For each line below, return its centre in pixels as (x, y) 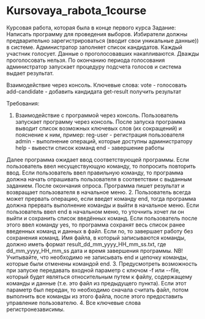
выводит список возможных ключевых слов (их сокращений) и (99, 128)
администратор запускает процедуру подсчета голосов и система (94, 66)
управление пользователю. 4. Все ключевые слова (74, 302)
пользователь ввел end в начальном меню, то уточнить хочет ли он (95, 211)
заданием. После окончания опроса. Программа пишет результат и (95, 186)
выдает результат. (30, 73)
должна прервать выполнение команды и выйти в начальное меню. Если (103, 205)
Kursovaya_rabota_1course (76, 11)
